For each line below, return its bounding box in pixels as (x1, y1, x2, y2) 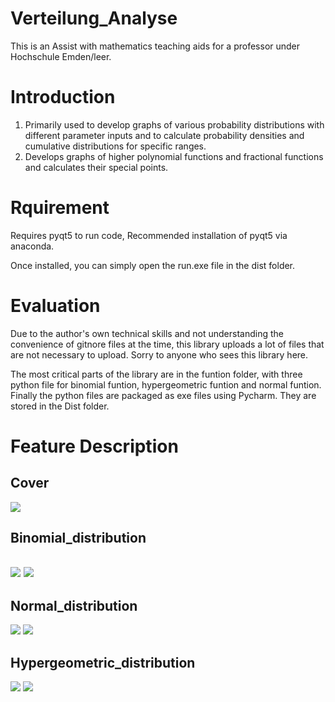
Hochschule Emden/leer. (10, 50, 112, 62)
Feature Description (10, 435, 179, 457)
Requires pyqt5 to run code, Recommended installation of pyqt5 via (10, 229, 288, 241)
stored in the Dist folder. (10, 400, 110, 412)
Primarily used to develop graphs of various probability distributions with (24, 118, 325, 131)
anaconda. (10, 240, 55, 252)
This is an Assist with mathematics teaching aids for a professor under (10, 40, 301, 52)
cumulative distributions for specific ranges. (24, 140, 207, 152)
